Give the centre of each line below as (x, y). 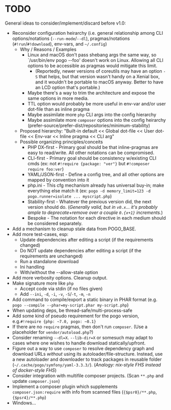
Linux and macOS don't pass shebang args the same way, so (92, 55)
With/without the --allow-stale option (59, 272)
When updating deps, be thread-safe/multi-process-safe (72, 310)
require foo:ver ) (46, 169)
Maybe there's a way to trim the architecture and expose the (91, 93)
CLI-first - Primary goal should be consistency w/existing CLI (92, 158)
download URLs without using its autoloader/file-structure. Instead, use (88, 354)
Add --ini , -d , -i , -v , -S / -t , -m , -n (55, 294)
